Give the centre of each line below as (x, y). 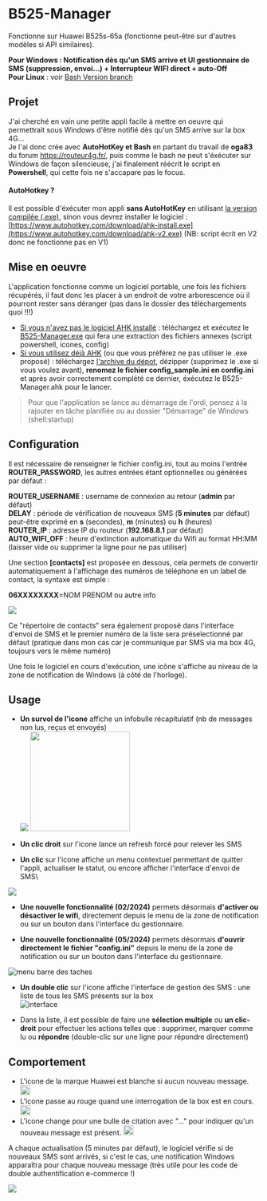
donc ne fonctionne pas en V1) (59, 242)
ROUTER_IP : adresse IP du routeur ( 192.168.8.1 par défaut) (106, 530)
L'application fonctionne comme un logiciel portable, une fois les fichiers (128, 286)
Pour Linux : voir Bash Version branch (71, 77)
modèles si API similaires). (51, 44)
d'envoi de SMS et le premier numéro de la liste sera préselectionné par (126, 634)
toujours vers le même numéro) (60, 651)
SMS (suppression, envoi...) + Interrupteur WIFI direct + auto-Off (118, 68)
